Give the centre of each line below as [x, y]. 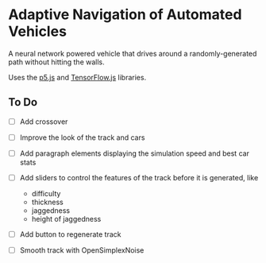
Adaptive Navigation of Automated [125, 15]
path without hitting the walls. [56, 62]
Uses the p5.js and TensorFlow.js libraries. [77, 77]
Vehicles [38, 31]
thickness [47, 202]
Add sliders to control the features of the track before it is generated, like [139, 177]
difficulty [46, 193]
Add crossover [44, 122]
